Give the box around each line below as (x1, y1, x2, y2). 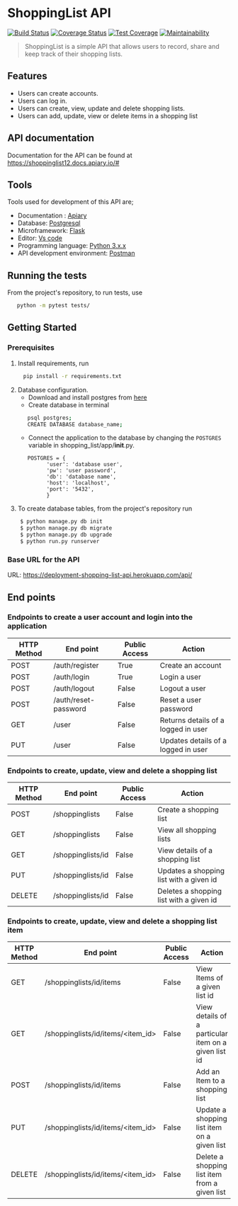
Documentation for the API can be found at (7, 151, 132, 159)
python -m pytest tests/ (16, 302, 91, 309)
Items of (195, 973, 224, 983)
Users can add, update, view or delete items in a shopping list (17, 111, 198, 120)
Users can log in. (17, 96, 67, 105)
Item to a (195, 1076, 225, 1086)
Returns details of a (159, 715, 225, 725)
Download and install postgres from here (28, 393, 147, 402)
